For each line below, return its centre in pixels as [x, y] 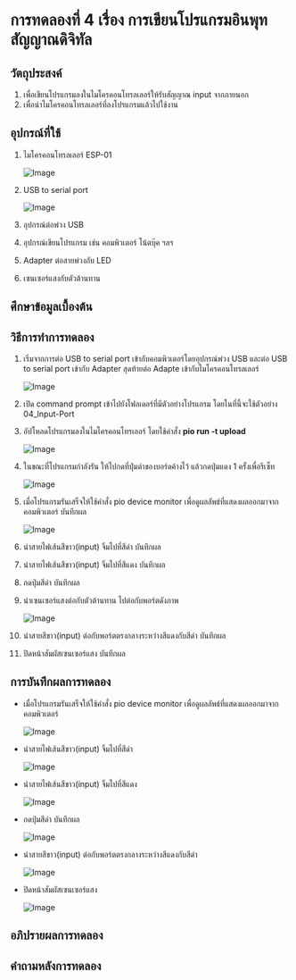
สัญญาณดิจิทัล [51, 40]
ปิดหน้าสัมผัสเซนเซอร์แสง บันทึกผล [74, 654]
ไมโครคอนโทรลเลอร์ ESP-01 [67, 155]
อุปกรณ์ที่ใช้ [36, 134]
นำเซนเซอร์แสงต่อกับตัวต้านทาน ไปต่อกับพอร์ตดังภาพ [101, 600]
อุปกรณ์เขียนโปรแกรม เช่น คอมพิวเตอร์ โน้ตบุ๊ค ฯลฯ [98, 242]
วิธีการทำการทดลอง [52, 337]
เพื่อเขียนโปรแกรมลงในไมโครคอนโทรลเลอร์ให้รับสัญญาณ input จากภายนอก [136, 94]
